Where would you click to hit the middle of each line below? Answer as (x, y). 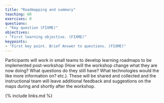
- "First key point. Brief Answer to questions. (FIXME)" (66, 46)
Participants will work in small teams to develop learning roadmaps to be (78, 60)
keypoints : (16, 42)
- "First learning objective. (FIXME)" (46, 37)
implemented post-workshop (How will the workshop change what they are (81, 65)
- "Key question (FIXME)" (31, 28)
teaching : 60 (18, 14)
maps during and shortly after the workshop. (50, 86)
